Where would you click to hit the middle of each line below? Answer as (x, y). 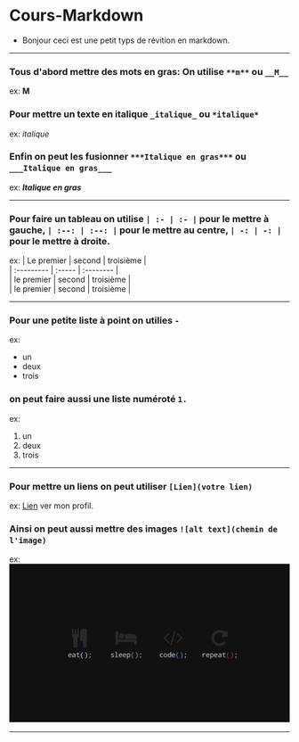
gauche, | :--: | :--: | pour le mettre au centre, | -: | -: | (145, 230)
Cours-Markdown (77, 16)
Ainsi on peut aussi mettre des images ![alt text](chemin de (144, 529)
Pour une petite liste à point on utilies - (94, 320)
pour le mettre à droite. (60, 241)
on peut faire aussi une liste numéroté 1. (98, 400)
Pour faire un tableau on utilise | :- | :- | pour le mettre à (139, 218)
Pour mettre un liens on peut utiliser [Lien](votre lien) (131, 486)
